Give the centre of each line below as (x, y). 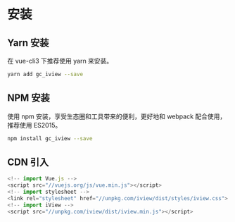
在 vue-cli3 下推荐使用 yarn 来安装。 (60, 61)
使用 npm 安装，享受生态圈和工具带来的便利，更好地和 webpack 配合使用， (117, 116)
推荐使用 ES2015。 (34, 125)
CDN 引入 (28, 162)
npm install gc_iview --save (50, 138)
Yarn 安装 (28, 43)
